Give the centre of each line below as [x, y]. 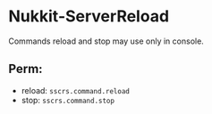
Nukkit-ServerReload [89, 16]
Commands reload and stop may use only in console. [106, 41]
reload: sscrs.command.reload [76, 90]
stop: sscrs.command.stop [68, 100]
